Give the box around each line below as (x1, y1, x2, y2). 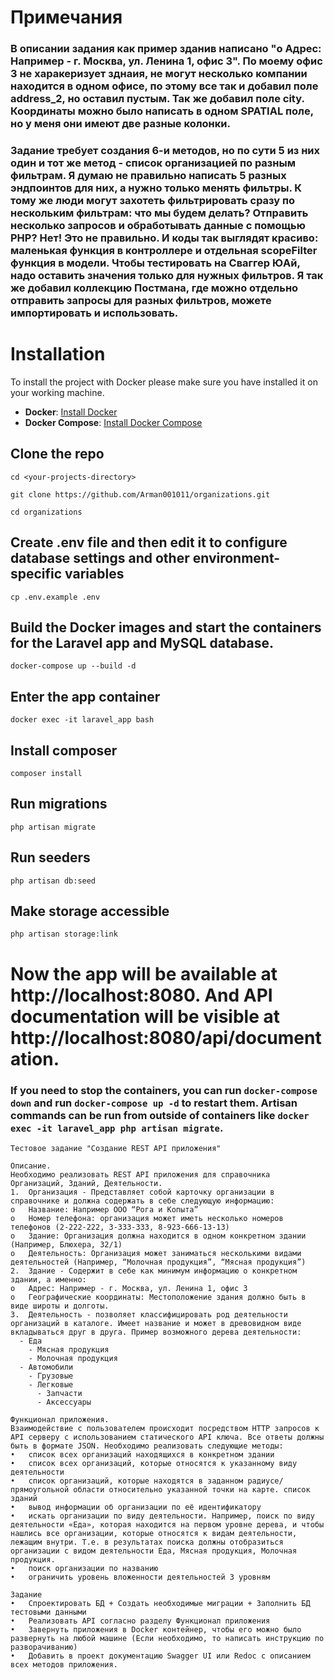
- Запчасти (36, 1388, 83, 1398)
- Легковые (28, 1379, 74, 1390)
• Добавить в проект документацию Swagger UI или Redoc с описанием (10, 1651, 311, 1661)
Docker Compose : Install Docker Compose (24, 416, 203, 428)
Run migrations (10, 796, 108, 813)
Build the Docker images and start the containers (10, 619, 322, 636)
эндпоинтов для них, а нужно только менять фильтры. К (10, 181, 303, 195)
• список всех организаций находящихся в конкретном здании (10, 1449, 275, 1460)
